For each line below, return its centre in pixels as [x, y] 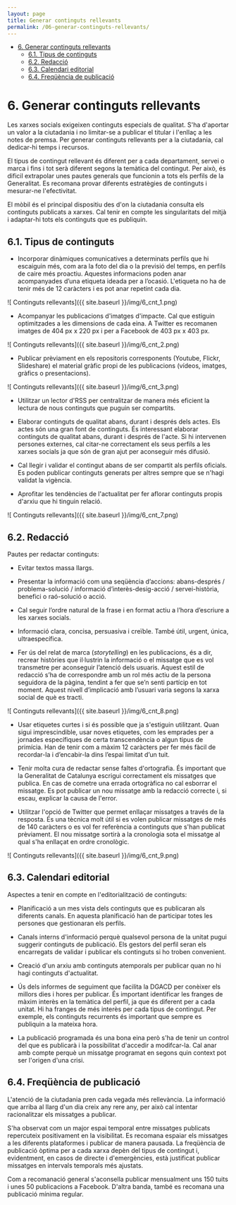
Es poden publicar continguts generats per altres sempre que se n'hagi [120, 473]
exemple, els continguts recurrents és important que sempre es [110, 1016]
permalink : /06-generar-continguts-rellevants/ [79, 27]
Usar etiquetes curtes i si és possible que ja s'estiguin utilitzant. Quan [118, 724]
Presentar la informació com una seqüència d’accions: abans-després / [121, 581]
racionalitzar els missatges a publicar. [62, 1114]
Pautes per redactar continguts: [53, 554]
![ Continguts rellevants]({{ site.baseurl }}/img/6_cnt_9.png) [93, 855]
